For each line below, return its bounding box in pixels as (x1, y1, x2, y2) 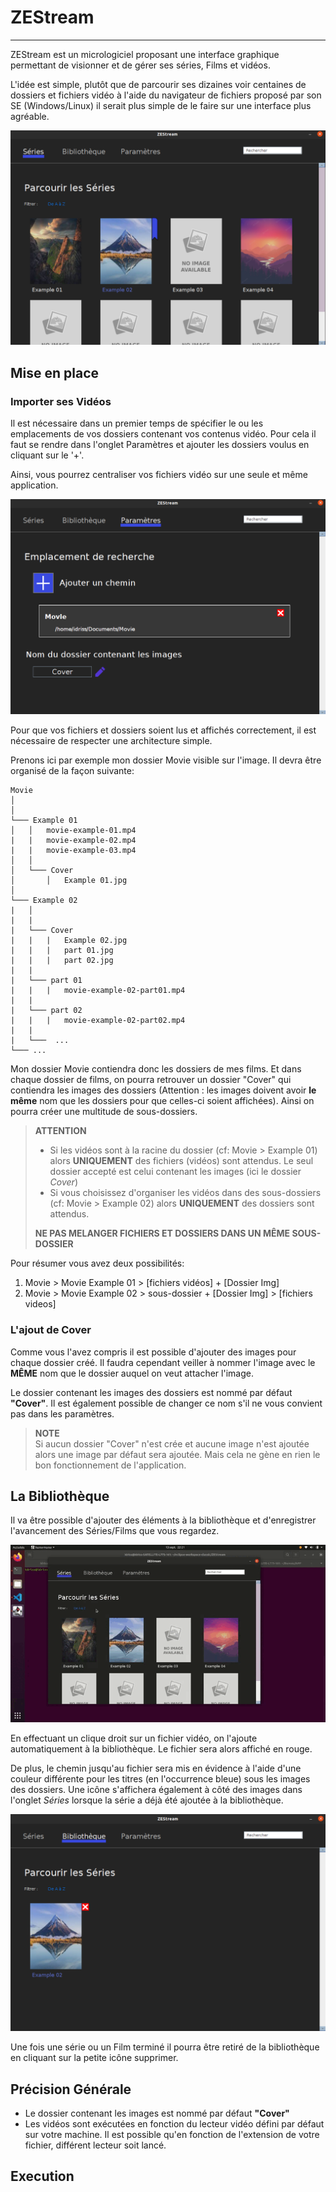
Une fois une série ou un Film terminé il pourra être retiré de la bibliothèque (10, 2041, 320, 2053)
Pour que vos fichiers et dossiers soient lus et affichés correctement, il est (10, 724, 317, 736)
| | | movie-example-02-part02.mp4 (10, 1016, 186, 1026)
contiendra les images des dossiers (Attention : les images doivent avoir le (10, 1084, 317, 1096)
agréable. (10, 110, 50, 122)
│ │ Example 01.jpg (10, 876, 128, 886)
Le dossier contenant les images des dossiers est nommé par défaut (10, 1386, 293, 1398)
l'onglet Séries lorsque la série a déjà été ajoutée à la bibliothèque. (10, 1794, 284, 1806)
